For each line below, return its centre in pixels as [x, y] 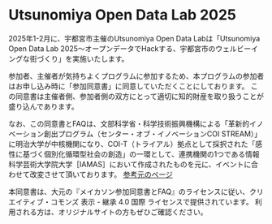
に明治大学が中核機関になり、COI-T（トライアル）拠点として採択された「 [132, 144]
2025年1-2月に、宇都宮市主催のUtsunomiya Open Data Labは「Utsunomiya [134, 38]
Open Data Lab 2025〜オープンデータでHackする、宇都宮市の [112, 48]
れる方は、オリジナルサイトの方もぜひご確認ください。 [115, 212]
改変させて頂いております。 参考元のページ [101, 174]
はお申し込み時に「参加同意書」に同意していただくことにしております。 [129, 86]
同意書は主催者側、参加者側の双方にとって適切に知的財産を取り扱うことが [139, 96]
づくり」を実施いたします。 [82, 58]
